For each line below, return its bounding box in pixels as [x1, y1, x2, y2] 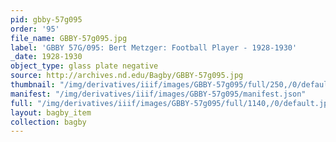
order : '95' [10, 24, 60, 34]
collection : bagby [10, 117, 87, 127]
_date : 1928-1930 [10, 52, 83, 62]
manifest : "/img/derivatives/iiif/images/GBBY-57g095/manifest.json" [10, 89, 307, 99]
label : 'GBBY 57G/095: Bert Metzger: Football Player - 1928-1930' [10, 42, 298, 53]
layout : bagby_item [10, 107, 92, 118]
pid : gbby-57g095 [10, 14, 83, 25]
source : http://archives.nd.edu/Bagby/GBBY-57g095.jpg [10, 71, 244, 81]
